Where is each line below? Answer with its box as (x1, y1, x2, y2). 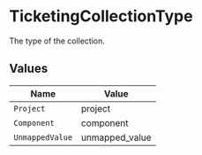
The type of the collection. (9, 35, 106, 46)
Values (9, 61, 49, 76)
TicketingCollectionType (9, 6, 193, 27)
